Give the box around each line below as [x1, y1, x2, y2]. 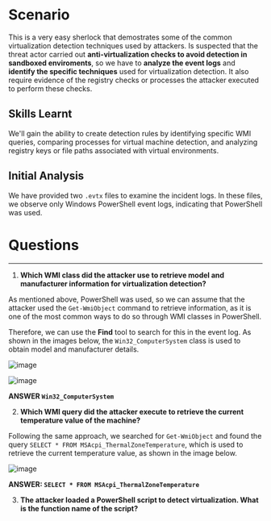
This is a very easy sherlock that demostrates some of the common [8, 32, 232, 42]
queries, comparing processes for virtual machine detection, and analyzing [8, 137, 258, 147]
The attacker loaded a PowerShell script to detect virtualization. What [19, 494, 260, 505]
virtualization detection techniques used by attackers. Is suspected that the [8, 40, 259, 50]
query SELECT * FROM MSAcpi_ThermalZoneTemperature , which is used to [8, 440, 244, 449]
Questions [8, 235, 79, 254]
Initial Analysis [8, 169, 85, 183]
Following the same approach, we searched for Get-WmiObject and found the [8, 431, 262, 440]
